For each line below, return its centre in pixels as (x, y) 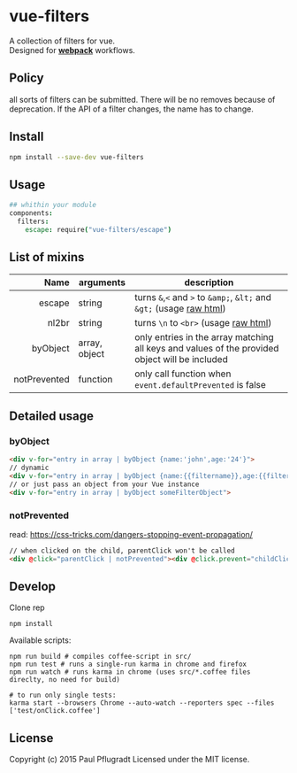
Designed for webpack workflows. (72, 50)
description (209, 282)
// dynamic (29, 468)
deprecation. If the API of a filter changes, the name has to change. (131, 109)
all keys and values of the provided (207, 348)
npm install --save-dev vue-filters (76, 157)
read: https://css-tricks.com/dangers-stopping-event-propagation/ (131, 534)
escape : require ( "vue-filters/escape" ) (99, 229)
